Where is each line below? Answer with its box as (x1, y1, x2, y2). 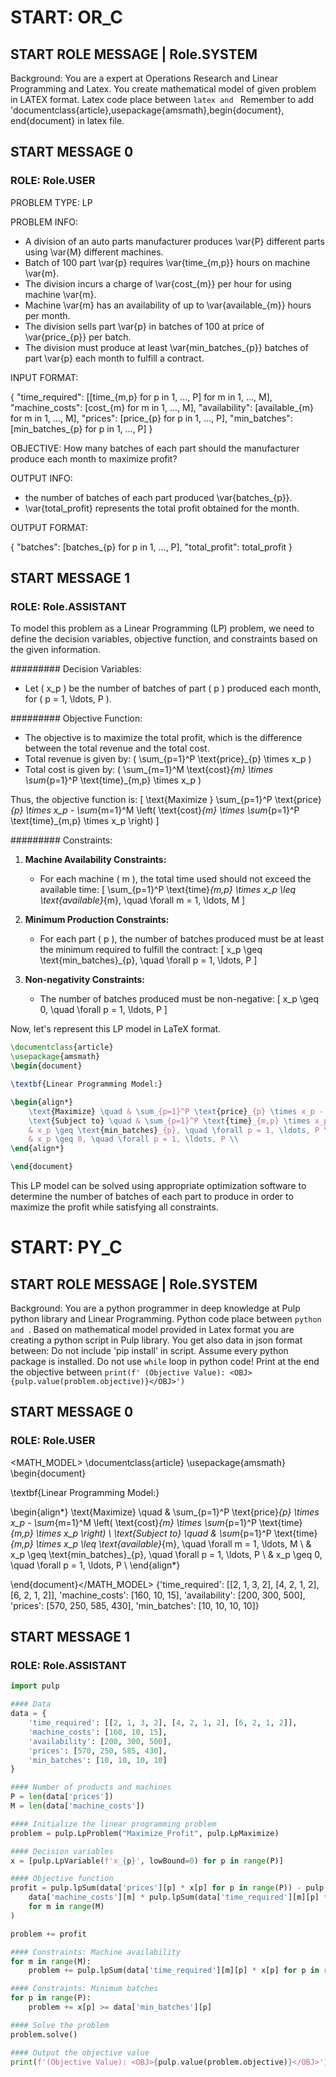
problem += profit (10, 1929, 87, 1939)
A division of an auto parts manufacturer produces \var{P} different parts (24, 235, 325, 247)
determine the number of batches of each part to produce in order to (10, 1191, 294, 1202)
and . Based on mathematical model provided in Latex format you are (10, 1324, 295, 1335)
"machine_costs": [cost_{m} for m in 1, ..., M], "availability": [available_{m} (10, 401, 314, 413)
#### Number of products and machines (10, 1782, 172, 1793)
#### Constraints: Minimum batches (10, 1984, 159, 1994)
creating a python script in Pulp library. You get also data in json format (10, 1334, 303, 1346)
